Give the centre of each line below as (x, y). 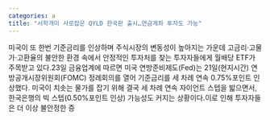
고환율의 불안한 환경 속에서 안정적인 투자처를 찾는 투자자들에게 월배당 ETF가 (136, 57)
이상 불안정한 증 (50, 108)
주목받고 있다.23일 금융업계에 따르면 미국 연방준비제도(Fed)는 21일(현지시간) (129, 67)
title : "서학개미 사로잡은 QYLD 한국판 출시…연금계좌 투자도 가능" (105, 23)
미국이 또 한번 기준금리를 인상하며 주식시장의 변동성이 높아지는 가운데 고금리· (129, 47)
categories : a (32, 16)
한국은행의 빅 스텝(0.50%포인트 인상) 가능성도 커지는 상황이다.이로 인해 (121, 97)
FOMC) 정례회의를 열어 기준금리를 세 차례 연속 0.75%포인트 (158, 77)
